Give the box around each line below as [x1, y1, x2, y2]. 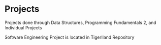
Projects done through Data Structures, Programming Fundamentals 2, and [4, 20, 157, 25]
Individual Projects [4, 24, 42, 30]
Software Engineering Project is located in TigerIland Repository [4, 34, 135, 40]
